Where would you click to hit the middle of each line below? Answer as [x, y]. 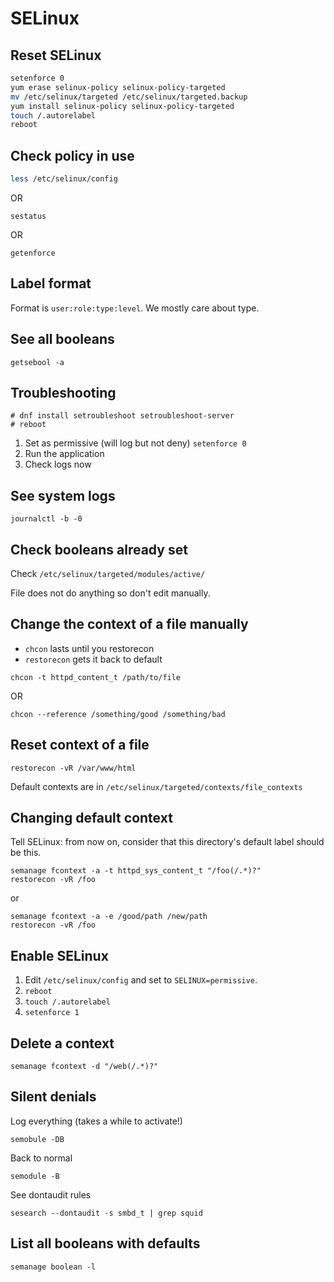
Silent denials [53, 1097]
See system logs [63, 495]
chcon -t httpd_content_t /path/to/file [96, 677]
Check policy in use [72, 155]
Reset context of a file [80, 745]
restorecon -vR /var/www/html [73, 768]
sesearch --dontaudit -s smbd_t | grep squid [106, 1213]
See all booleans [62, 339]
